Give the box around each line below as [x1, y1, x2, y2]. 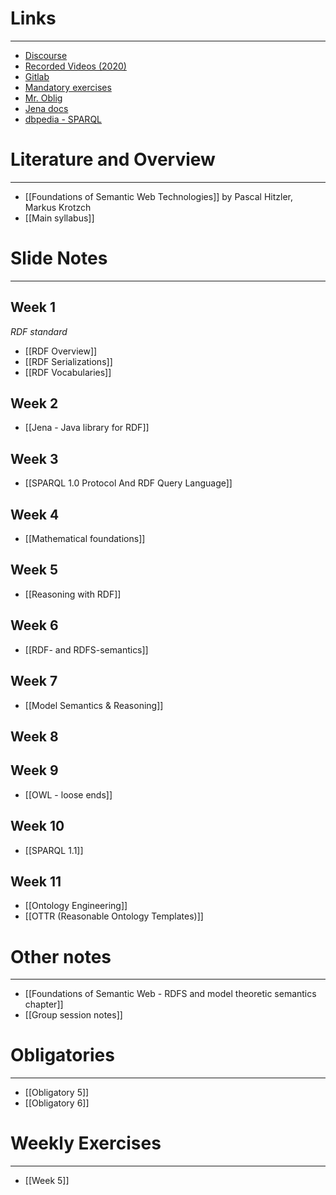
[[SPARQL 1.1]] [24, 844, 84, 856]
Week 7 [10, 673, 58, 690]
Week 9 [10, 762, 59, 779]
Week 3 [10, 450, 59, 467]
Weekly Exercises [10, 1132, 162, 1155]
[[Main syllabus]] [24, 212, 95, 224]
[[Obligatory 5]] [24, 1087, 90, 1099]
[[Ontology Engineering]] [24, 900, 128, 912]
